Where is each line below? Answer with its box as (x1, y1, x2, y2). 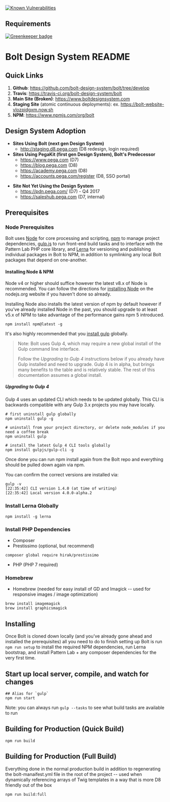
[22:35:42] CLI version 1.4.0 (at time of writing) (5, 486, 117, 491)
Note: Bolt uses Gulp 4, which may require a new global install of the (17, 340, 161, 347)
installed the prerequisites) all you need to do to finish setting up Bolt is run (5, 639, 163, 645)
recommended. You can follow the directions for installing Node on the (5, 285, 154, 291)
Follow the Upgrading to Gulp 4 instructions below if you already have (17, 355, 164, 362)
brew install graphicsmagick (5, 605, 67, 611)
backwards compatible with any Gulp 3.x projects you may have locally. (5, 402, 155, 408)
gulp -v (5, 481, 22, 487)
